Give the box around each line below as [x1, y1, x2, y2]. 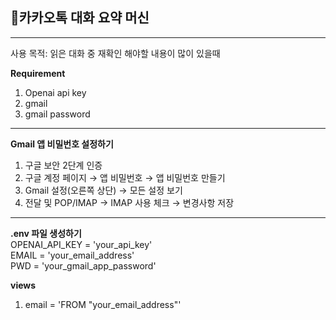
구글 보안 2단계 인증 [24, 159, 103, 171]
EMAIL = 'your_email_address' [10, 249, 135, 261]
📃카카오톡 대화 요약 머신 [10, 9, 150, 27]
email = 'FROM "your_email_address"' [24, 298, 182, 310]
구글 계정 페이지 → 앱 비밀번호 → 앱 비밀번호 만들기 [24, 171, 226, 183]
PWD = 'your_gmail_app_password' [10, 259, 157, 272]
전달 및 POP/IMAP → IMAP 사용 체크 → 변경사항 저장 [24, 196, 235, 208]
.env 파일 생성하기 [10, 227, 82, 239]
